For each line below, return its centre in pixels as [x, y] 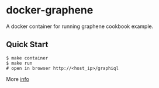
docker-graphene [50, 10]
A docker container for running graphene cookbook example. [80, 26]
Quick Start [27, 45]
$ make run [19, 63]
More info [18, 79]
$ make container [27, 58]
